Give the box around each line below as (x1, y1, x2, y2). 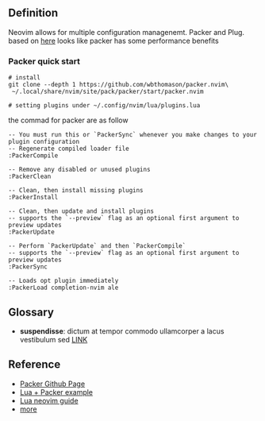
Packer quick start (8, 56, 81, 67)
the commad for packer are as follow (8, 115, 129, 126)
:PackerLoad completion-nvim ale (8, 284, 119, 292)
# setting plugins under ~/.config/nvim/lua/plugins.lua (8, 102, 201, 110)
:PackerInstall (8, 194, 59, 202)
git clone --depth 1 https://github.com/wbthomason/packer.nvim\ (8, 81, 229, 89)
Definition (8, 6, 58, 20)
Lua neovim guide (19, 396, 79, 405)
